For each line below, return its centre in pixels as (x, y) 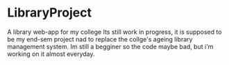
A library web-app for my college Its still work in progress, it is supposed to (114, 32)
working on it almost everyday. (51, 54)
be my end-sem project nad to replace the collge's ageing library (100, 39)
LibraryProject (50, 13)
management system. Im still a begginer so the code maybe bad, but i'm (110, 46)
